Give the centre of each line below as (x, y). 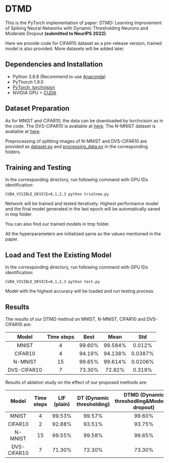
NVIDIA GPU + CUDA (34, 92)
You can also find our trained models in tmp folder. (58, 224)
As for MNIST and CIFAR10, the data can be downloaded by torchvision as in (84, 120)
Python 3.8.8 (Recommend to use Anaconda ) (59, 77)
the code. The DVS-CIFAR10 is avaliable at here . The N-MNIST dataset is (80, 126)
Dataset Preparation (37, 109)
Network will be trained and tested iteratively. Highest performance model (82, 204)
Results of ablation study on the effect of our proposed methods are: (76, 382)
